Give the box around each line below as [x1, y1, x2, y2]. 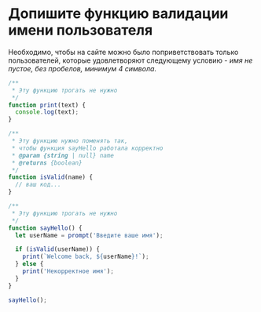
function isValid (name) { [8, 173, 93, 181]
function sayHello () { [8, 224, 83, 232]
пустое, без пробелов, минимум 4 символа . [8, 63, 157, 73]
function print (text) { [8, 101, 86, 109]
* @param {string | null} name [11, 151, 114, 159]
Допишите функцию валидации [8, 5, 229, 23]
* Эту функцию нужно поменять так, [11, 137, 128, 145]
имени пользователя [8, 21, 153, 39]
